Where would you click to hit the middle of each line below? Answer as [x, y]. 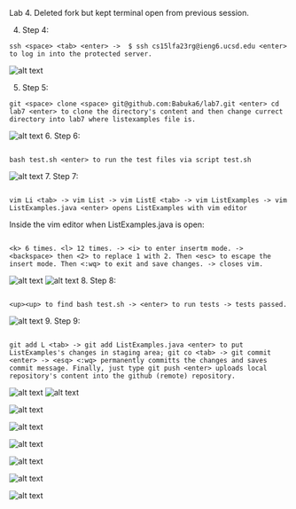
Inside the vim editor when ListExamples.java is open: [107, 224]
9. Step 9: [62, 321]
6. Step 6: [62, 136]
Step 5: [35, 87]
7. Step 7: [62, 176]
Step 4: [35, 30]
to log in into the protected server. [81, 54]
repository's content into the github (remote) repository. [123, 376]
